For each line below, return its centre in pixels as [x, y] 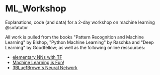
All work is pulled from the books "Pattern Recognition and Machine [75, 37]
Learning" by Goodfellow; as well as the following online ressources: [75, 47]
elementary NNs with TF [37, 57]
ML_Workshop [36, 9]
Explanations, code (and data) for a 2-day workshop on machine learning [80, 22]
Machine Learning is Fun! [38, 62]
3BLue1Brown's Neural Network [45, 68]
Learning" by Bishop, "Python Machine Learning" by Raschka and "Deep [80, 42]
